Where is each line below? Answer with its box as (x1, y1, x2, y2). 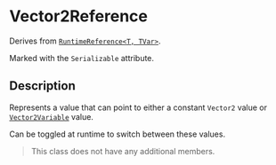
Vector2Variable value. (9, 111, 93, 122)
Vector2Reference (9, 6, 149, 27)
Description (9, 78, 76, 94)
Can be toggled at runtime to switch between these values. (9, 129, 225, 139)
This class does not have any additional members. (30, 145, 215, 156)
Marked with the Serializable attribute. (9, 52, 154, 63)
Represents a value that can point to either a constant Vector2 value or (9, 102, 268, 113)
